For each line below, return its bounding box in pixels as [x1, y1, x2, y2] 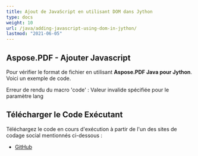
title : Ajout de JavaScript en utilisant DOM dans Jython [6, 8, 153, 15]
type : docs [6, 14, 33, 20]
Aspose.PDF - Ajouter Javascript [6, 53, 131, 63]
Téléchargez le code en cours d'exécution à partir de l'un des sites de [6, 125, 177, 132]
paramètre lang [6, 93, 43, 100]
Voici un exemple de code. [6, 75, 71, 82]
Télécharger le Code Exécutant [6, 110, 123, 120]
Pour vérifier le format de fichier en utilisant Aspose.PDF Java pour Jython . [6, 68, 192, 75]
